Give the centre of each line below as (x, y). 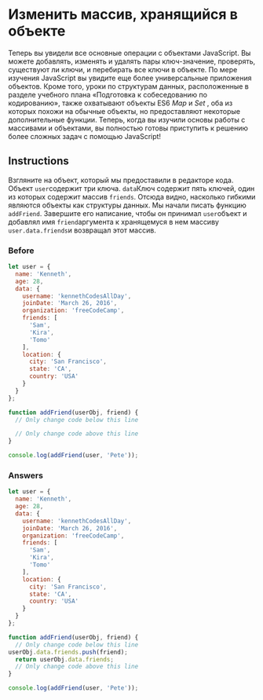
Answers (26, 475)
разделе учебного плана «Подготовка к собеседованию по (108, 94)
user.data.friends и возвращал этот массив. (82, 230)
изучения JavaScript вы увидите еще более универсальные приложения (130, 78)
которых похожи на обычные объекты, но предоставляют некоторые (124, 111)
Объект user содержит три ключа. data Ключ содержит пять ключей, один (131, 188)
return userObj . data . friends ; (64, 659)
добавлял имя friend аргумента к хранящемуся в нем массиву (114, 222)
